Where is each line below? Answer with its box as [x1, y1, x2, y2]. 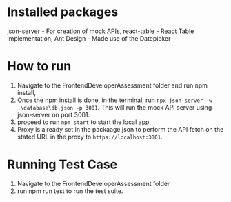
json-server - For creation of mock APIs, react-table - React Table [7, 27, 194, 35]
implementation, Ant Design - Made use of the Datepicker [7, 34, 171, 42]
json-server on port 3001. [17, 110, 90, 119]
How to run [7, 59, 72, 74]
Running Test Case [7, 156, 118, 172]
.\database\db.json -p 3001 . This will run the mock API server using [17, 103, 212, 111]
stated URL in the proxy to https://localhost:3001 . [17, 132, 163, 141]
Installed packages [7, 4, 119, 20]
